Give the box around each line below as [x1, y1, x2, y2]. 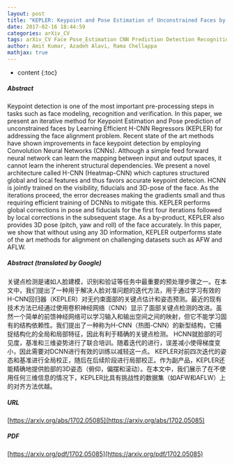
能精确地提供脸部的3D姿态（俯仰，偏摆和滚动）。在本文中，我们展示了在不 [7, 364, 220, 373]
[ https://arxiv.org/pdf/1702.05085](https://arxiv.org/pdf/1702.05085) [7, 450, 203, 458]
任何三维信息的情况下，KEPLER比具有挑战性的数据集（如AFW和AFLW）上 [13, 373, 226, 381]
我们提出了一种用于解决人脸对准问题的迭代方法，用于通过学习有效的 [25, 286, 221, 294]
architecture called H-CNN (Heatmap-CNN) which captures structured [7, 168, 210, 177]
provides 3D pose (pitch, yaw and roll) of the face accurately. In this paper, [7, 221, 222, 229]
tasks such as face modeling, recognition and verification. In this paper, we [7, 109, 223, 117]
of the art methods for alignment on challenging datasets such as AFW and [7, 235, 223, 244]
